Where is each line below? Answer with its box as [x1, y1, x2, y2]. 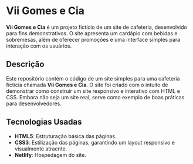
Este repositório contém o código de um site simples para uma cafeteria [6, 75, 180, 82]
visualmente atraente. [14, 145, 67, 152]
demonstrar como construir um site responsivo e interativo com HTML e [6, 87, 181, 95]
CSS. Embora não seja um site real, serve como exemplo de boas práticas [6, 93, 185, 101]
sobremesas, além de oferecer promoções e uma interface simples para [6, 36, 181, 43]
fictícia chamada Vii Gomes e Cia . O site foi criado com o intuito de [6, 81, 168, 88]
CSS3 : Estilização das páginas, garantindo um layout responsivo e [14, 139, 175, 146]
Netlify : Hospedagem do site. [14, 151, 87, 158]
